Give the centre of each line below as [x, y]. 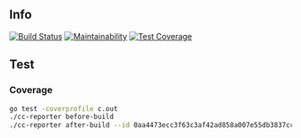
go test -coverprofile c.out [64, 108]
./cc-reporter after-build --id [69, 125]
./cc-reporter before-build [62, 117]
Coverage [31, 91]
